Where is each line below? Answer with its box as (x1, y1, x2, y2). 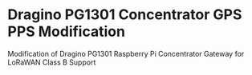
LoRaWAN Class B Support (7, 57, 96, 67)
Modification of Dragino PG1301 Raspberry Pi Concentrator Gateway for (7, 49, 245, 58)
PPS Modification (7, 22, 126, 41)
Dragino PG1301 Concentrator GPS (7, 6, 242, 24)
